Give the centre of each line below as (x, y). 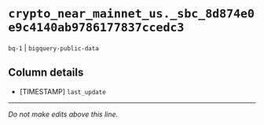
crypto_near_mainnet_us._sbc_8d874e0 (132, 14)
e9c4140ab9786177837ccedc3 (96, 28)
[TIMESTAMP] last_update (62, 91)
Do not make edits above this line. (63, 114)
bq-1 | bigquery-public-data (54, 48)
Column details (46, 73)
